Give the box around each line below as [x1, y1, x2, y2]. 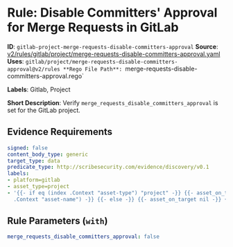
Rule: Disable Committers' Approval [7, 5, 218, 21]
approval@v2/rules [7, 66, 60, 73]
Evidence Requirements [7, 126, 113, 138]
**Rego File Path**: [62, 66, 123, 73]
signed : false [7, 144, 49, 152]
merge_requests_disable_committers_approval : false [7, 233, 159, 240]
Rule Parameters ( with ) [7, 215, 108, 227]
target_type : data [7, 157, 60, 164]
